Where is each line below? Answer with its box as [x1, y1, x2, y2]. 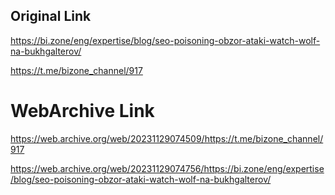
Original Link [10, 8, 92, 25]
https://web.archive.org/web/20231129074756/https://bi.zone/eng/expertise [10, 162, 325, 174]
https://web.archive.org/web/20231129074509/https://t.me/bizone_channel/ [10, 132, 324, 144]
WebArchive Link [10, 100, 155, 122]
